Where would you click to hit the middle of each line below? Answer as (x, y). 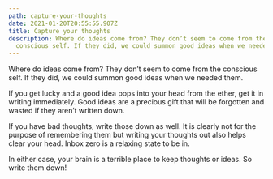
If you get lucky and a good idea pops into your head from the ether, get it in (136, 93)
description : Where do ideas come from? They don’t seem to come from (130, 38)
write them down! (38, 168)
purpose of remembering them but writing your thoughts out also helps (127, 135)
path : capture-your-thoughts (58, 16)
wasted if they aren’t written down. (67, 111)
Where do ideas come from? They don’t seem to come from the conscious (133, 69)
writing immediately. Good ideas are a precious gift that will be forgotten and (136, 102)
